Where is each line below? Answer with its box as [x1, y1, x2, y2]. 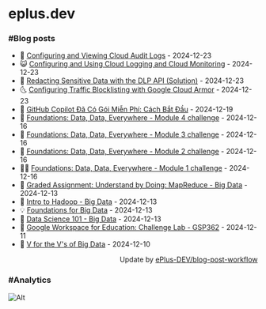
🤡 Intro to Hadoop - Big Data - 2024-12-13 [19, 197, 158, 206]
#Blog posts [8, 33, 55, 44]
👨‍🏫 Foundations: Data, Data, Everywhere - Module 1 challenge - [19, 164, 228, 173]
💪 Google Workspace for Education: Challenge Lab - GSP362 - [19, 223, 225, 232]
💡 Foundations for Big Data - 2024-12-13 [19, 205, 153, 215]
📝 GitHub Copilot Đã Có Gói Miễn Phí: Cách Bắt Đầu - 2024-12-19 [19, 104, 234, 115]
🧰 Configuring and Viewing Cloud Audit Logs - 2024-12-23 [19, 51, 212, 60]
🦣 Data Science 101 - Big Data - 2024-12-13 [19, 214, 161, 224]
